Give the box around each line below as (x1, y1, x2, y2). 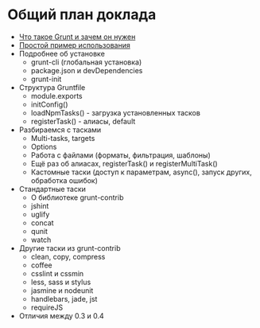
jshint (30, 201, 49, 210)
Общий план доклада (7, 6, 157, 24)
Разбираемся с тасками (18, 125, 102, 135)
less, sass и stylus (30, 277, 91, 287)
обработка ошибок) (30, 175, 99, 185)
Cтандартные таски (18, 184, 87, 193)
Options (30, 142, 57, 151)
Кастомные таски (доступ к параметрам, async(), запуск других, (30, 167, 252, 177)
